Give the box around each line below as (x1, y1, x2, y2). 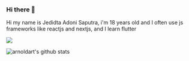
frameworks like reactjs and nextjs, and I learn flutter (6, 25, 137, 32)
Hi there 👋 (6, 5, 36, 14)
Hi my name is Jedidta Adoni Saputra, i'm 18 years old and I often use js (6, 19, 184, 26)
